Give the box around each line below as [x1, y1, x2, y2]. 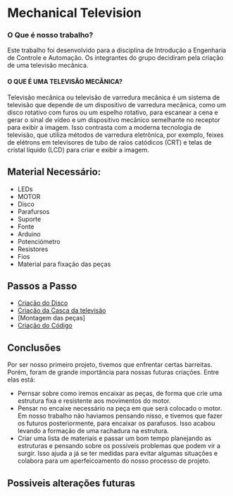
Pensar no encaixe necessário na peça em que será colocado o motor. [17, 404, 222, 413]
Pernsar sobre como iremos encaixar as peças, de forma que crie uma [17, 389, 222, 398]
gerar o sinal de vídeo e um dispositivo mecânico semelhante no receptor [7, 115, 220, 124]
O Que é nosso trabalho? [7, 30, 94, 40]
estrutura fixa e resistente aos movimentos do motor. [17, 397, 171, 405]
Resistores [17, 245, 49, 253]
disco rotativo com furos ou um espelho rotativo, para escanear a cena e [7, 108, 218, 116]
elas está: [7, 375, 35, 384]
